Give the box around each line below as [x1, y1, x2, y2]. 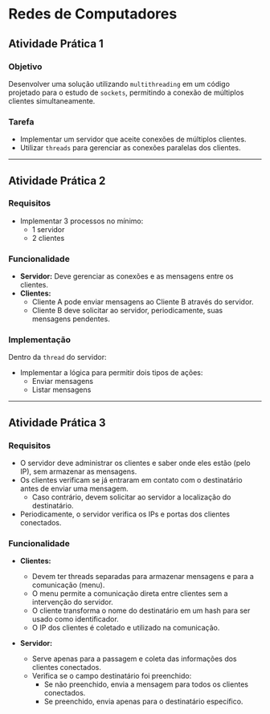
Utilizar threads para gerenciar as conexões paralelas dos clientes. [19, 143, 241, 153]
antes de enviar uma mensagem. [19, 483, 129, 494]
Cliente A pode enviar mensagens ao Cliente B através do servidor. [31, 297, 254, 307]
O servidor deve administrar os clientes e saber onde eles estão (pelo [19, 459, 251, 468]
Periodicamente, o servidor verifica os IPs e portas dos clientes [19, 509, 231, 519]
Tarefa [8, 116, 35, 127]
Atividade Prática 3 [8, 415, 106, 430]
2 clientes [31, 233, 65, 243]
